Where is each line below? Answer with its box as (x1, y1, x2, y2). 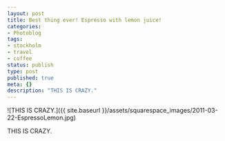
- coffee (7, 55, 32, 62)
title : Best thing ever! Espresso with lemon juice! (7, 17, 162, 23)
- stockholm (7, 42, 41, 49)
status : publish (7, 62, 54, 68)
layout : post (7, 10, 45, 17)
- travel (7, 49, 32, 56)
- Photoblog (7, 29, 41, 37)
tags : (7, 36, 23, 43)
